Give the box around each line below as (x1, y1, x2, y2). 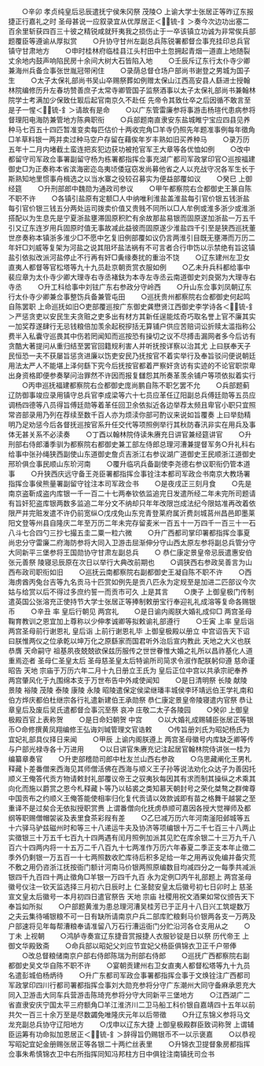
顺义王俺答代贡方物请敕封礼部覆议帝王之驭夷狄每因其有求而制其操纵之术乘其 (8, 774, 256, 783)
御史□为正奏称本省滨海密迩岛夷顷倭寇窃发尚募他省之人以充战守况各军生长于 (8, 164, 255, 173)
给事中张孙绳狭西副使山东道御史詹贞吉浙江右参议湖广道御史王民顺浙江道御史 (8, 449, 256, 459)
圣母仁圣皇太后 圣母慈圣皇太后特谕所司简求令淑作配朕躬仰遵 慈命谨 (37, 656, 255, 665)
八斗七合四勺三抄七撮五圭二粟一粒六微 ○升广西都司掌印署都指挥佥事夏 (8, 528, 251, 537)
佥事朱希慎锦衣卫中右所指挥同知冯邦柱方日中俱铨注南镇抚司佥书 (8, 1049, 214, 1058)
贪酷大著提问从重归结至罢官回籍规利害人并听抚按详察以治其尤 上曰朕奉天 (8, 341, 244, 350)
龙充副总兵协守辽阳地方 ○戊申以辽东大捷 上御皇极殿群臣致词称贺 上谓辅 (8, 1020, 255, 1029)
